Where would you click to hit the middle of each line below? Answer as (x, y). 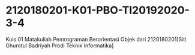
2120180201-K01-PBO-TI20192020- (97, 10)
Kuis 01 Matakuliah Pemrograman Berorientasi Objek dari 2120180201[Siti (96, 39)
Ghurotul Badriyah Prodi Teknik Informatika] (60, 46)
